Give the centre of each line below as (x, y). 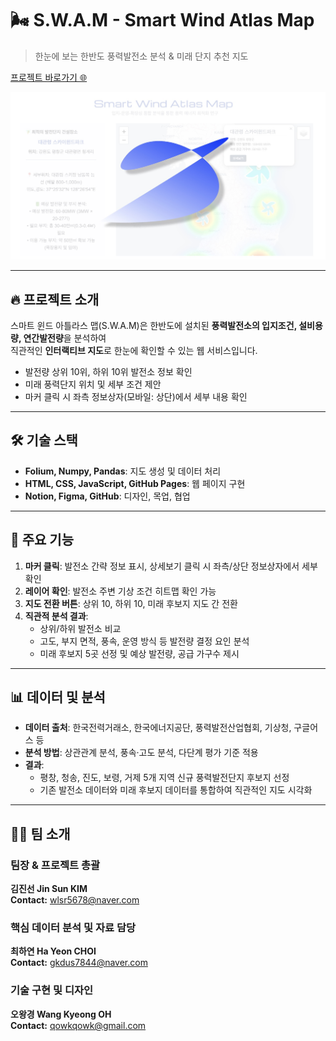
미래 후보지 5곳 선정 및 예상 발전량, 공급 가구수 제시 (139, 653)
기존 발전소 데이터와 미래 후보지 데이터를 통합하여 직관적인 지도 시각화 (176, 790)
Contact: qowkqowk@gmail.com (78, 1025)
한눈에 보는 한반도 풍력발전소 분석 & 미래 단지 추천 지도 (141, 56)
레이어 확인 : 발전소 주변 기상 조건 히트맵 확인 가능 (120, 591)
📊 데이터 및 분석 (58, 697)
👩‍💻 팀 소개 (40, 833)
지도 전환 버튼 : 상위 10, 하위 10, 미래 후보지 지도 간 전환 (131, 603)
